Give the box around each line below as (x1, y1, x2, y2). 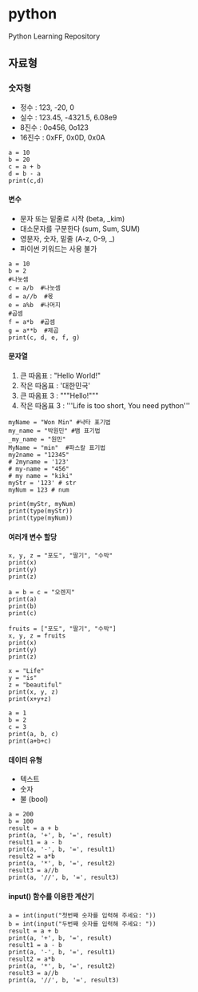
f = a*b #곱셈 (8, 318, 56, 326)
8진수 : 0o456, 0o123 (19, 122, 89, 132)
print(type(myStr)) (8, 507, 73, 516)
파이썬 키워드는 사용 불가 (19, 244, 97, 253)
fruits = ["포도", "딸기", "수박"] (8, 625, 117, 634)
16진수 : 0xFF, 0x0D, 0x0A (19, 132, 105, 142)
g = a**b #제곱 (8, 326, 59, 334)
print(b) (8, 602, 38, 610)
